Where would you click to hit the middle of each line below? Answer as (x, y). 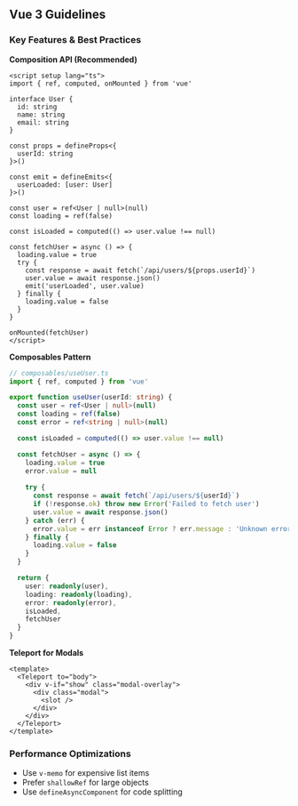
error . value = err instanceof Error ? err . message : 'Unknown (150, 528)
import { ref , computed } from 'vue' (79, 382)
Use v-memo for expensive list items (86, 773)
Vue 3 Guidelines (58, 15)
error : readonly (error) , (71, 603)
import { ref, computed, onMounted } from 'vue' (101, 84)
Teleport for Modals (47, 653)
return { (33, 578)
